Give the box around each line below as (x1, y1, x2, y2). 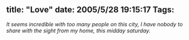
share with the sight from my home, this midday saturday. (6, 27, 151, 34)
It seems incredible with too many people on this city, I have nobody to (6, 20, 183, 27)
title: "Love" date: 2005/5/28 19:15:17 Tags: (6, 5, 174, 15)
